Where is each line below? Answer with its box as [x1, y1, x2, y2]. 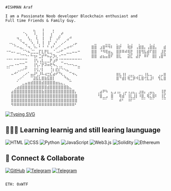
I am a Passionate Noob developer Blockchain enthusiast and [5, 14, 138, 19]
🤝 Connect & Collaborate [5, 154, 85, 163]
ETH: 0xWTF [5, 181, 28, 187]
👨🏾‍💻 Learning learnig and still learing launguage [5, 126, 161, 134]
